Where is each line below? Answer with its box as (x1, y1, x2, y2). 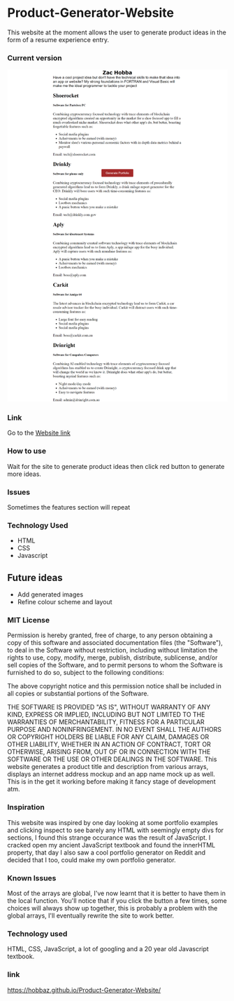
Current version (7, 53, 62, 62)
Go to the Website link (7, 429, 71, 437)
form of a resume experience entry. (7, 35, 110, 43)
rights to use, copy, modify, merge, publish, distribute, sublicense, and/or (7, 653, 218, 662)
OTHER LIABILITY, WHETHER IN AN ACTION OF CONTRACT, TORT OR (7, 740, 211, 749)
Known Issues (7, 873, 57, 883)
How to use (7, 447, 47, 456)
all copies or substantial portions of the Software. (7, 689, 149, 698)
